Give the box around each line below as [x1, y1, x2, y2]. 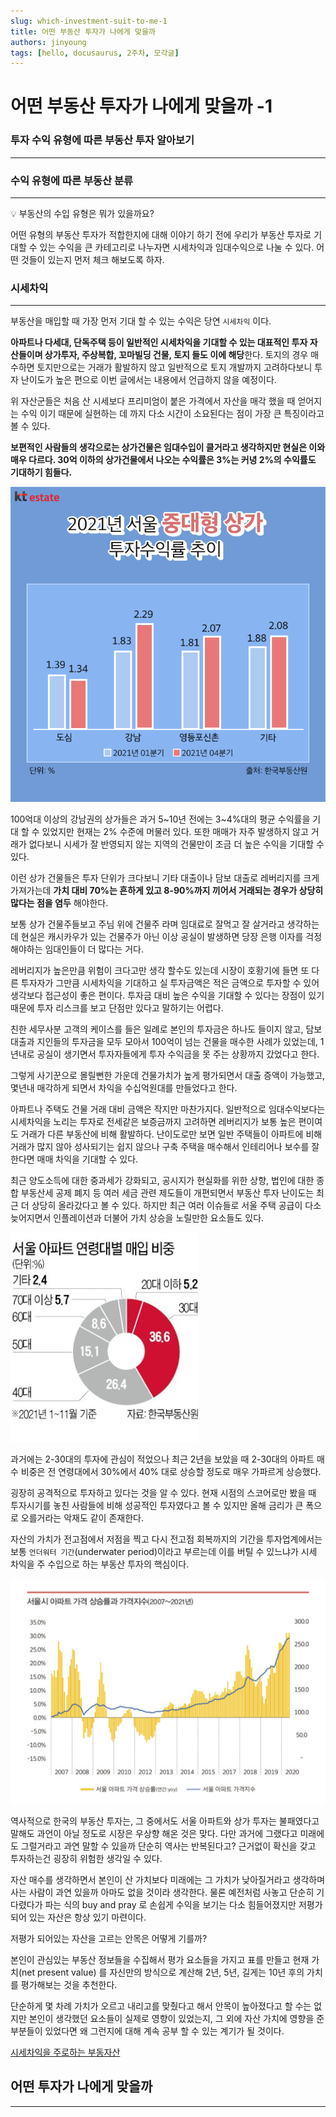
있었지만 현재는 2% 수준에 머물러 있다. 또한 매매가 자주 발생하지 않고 [41, 826, 309, 838]
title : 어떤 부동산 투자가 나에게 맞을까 [10, 26, 156, 37]
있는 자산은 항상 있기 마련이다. [28, 1911, 147, 1923]
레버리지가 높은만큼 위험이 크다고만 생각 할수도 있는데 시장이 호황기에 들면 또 [10, 965, 310, 977]
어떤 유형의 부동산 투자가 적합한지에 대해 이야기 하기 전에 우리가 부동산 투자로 [10, 229, 312, 241]
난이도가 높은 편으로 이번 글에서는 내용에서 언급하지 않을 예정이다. [20, 374, 277, 386]
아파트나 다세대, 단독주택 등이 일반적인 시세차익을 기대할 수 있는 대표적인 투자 [10, 336, 308, 349]
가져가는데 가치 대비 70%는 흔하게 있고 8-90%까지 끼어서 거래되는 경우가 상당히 [10, 885, 324, 897]
